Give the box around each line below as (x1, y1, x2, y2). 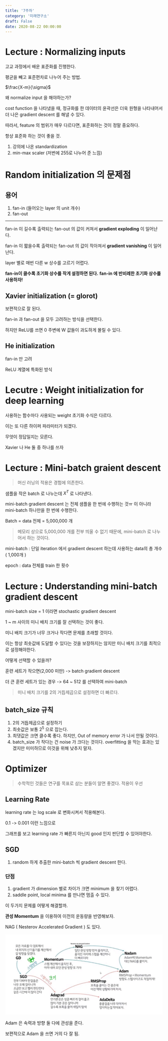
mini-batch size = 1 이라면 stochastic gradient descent (5, 608, 116, 614)
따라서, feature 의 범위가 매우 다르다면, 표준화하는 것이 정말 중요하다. (5, 122, 140, 128)
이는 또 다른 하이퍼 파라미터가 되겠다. (5, 423, 77, 429)
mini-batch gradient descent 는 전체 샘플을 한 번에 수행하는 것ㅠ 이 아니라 (5, 501, 151, 507)
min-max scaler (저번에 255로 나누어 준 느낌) (12, 150, 102, 156)
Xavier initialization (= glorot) (5, 291, 98, 300)
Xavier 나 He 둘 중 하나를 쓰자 (5, 444, 64, 450)
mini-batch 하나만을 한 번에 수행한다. (5, 507, 78, 513)
